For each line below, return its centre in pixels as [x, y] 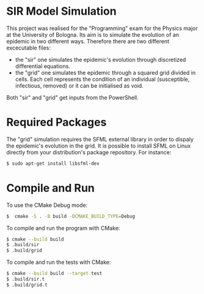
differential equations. [42, 66]
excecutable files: [28, 48]
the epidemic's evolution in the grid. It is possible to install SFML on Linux [99, 146]
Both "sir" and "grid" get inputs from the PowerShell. [72, 97]
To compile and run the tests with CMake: [59, 262]
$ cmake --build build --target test [54, 274]
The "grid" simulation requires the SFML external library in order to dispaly [100, 139]
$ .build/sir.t [26, 279]
